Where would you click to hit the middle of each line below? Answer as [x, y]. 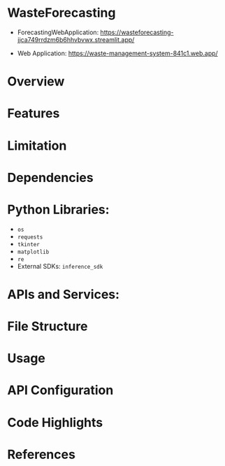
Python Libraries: [58, 210]
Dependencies [50, 177]
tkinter [28, 244]
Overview [36, 82]
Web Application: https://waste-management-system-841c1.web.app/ [117, 53]
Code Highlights [55, 422]
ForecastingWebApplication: [58, 32]
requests [30, 237]
